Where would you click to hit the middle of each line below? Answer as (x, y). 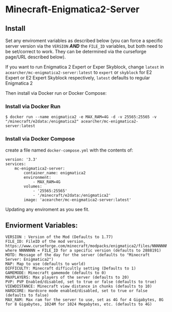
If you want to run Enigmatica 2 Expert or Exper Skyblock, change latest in (85, 67)
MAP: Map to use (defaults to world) (46, 264)
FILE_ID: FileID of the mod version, (46, 242)
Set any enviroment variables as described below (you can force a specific (84, 40)
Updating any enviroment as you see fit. (47, 209)
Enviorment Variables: (42, 225)
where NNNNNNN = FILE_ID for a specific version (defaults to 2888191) (83, 251)
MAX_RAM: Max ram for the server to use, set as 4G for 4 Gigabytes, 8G (84, 300)
